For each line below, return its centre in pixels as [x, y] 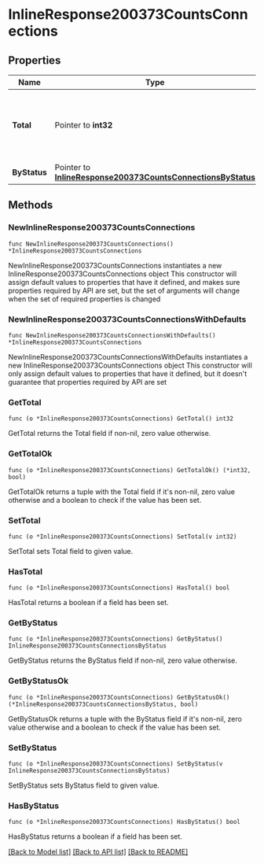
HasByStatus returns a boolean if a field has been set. [95, 836]
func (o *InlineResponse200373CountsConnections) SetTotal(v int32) [123, 537]
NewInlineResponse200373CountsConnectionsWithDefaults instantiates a [128, 356]
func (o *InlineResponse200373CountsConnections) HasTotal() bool [119, 588]
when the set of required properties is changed [84, 299]
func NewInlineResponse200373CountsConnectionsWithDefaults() [112, 335]
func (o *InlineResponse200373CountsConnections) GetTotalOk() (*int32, [130, 470]
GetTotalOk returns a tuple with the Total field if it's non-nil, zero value [122, 491]
